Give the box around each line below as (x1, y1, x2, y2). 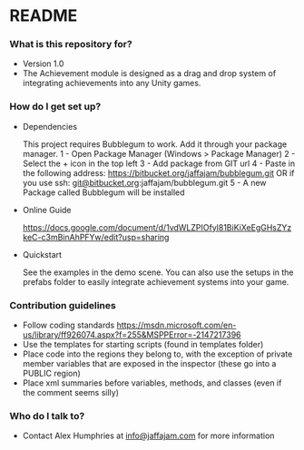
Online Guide (22, 204, 72, 215)
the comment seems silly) (22, 387, 120, 398)
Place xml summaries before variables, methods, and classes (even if (22, 377, 282, 388)
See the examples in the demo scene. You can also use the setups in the (22, 267, 294, 278)
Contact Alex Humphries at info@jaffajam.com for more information (22, 430, 275, 441)
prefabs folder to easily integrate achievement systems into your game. (22, 276, 289, 287)
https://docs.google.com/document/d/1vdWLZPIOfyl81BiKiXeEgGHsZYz (22, 221, 292, 232)
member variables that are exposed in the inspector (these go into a (22, 358, 277, 369)
